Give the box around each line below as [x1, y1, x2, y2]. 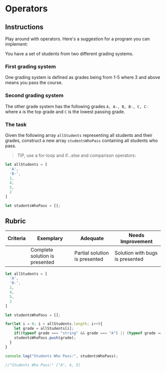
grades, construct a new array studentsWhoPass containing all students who [5, 137, 158, 143]
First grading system [5, 63, 56, 70]
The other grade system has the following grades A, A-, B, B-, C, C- [5, 103, 149, 109]
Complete [30, 246, 53, 253]
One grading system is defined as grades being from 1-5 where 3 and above [5, 74, 161, 80]
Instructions [5, 23, 43, 31]
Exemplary [37, 235, 63, 242]
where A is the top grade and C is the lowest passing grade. [5, 109, 125, 115]
